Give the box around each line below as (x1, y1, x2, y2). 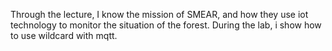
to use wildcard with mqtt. (10, 30, 118, 41)
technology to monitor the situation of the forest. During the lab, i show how (10, 19, 322, 31)
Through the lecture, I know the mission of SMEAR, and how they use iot (10, 9, 309, 20)
